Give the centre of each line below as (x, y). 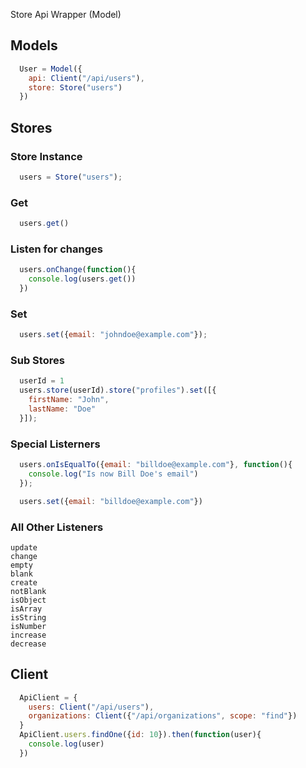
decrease (28, 644)
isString (28, 617)
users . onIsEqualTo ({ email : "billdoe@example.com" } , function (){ (156, 465)
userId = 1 (42, 381)
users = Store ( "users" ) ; (71, 177)
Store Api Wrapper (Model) (66, 14)
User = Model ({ (51, 69)
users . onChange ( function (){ (78, 270)
